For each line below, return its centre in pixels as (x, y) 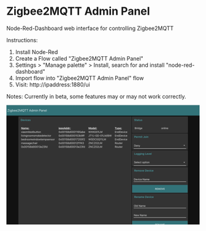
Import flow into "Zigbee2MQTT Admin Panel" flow (79, 78)
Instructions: (22, 40)
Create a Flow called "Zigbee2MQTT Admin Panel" (79, 58)
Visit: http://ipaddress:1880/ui (52, 85)
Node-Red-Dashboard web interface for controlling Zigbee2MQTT (90, 28)
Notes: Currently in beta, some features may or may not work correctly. (96, 96)
